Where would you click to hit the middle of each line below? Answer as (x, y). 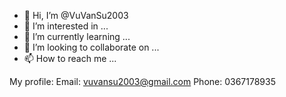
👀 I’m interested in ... (66, 26)
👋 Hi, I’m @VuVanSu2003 (76, 15)
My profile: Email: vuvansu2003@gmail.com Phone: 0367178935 (142, 81)
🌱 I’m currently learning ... (77, 36)
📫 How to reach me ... (70, 58)
